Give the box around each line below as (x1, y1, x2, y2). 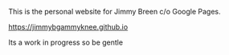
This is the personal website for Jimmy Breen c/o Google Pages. (8, 7, 221, 16)
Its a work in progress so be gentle (8, 37, 123, 47)
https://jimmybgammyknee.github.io (8, 22, 129, 31)
